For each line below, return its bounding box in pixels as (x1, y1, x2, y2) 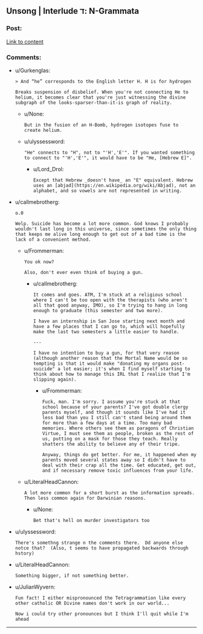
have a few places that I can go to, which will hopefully (33, 323, 185, 330)
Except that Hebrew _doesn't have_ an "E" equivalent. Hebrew (33, 177, 193, 183)
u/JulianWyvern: (14, 583, 56, 590)
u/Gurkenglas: (14, 67, 50, 74)
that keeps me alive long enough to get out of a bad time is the (14, 231, 186, 237)
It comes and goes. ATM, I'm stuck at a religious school (33, 292, 182, 298)
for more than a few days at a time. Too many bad (42, 420, 172, 426)
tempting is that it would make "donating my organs (33, 361, 169, 367)
